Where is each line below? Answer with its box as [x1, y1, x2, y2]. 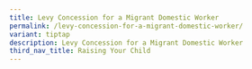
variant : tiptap [9, 30, 70, 39]
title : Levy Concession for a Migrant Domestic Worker [9, 13, 220, 22]
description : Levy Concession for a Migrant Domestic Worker [9, 38, 244, 47]
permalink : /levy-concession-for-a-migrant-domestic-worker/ [9, 22, 244, 30]
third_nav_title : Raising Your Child [9, 47, 151, 56]
